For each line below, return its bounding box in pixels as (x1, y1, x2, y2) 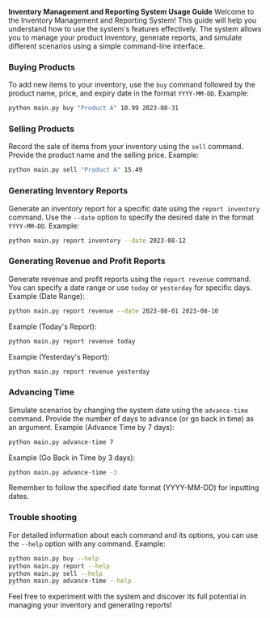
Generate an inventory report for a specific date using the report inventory (8, 203, 260, 213)
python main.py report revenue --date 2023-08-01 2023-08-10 (8, 307, 219, 315)
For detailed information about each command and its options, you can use (8, 530, 259, 539)
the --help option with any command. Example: (8, 539, 166, 548)
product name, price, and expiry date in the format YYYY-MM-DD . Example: (8, 88, 249, 98)
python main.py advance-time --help (8, 577, 132, 586)
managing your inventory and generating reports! (8, 600, 172, 610)
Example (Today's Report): (8, 322, 97, 331)
